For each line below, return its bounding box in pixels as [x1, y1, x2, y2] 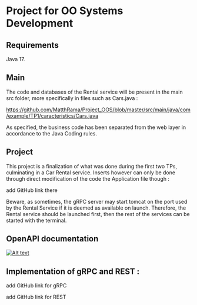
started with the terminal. [6, 217, 67, 224]
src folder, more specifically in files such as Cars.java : [6, 94, 138, 101]
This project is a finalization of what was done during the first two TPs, [6, 163, 178, 170]
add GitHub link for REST [6, 293, 66, 301]
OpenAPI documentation [6, 234, 99, 244]
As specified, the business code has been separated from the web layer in [6, 124, 186, 131]
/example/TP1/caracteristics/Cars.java [6, 112, 99, 119]
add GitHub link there [6, 187, 58, 194]
